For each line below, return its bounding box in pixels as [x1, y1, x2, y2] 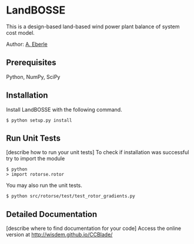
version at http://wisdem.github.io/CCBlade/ [6, 231, 113, 238]
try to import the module [6, 155, 65, 162]
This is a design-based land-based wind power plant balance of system [6, 23, 180, 30]
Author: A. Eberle [6, 41, 48, 48]
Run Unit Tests [6, 133, 61, 143]
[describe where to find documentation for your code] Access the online [6, 225, 181, 232]
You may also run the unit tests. [6, 182, 82, 189]
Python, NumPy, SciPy [6, 73, 61, 80]
